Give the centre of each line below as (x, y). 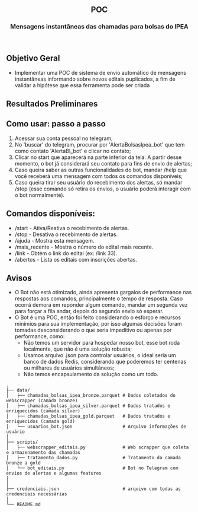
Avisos (19, 278)
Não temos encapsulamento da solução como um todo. (91, 374)
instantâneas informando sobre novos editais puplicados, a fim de (95, 79)
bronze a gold (24, 463)
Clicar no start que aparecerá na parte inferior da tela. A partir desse (98, 157)
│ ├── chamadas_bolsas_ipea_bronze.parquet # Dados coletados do (91, 396)
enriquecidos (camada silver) (43, 411)
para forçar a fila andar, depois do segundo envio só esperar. (89, 311)
